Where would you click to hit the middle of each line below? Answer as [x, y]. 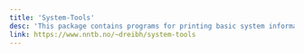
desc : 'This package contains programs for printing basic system [137, 26]
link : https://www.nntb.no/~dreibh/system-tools [103, 34]
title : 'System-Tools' [52, 18]
